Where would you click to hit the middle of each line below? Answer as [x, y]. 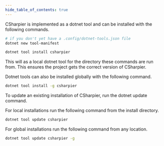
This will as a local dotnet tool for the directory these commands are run [79, 62]
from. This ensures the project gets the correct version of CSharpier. [76, 67]
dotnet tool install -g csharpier [41, 86]
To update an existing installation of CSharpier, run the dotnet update [76, 95]
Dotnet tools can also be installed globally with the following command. [78, 77]
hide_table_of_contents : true [37, 10]
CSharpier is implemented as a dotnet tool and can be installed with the [79, 24]
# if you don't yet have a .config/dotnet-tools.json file [68, 38]
